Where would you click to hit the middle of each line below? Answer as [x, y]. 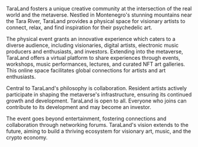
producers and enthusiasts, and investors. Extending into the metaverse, [95, 52]
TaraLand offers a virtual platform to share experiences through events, [93, 58]
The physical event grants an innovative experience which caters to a [91, 39]
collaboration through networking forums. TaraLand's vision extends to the [97, 125]
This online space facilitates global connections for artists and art [86, 70]
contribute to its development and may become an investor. [79, 107]
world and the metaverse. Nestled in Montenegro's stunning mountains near [99, 15]
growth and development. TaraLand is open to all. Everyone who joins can [96, 101]
